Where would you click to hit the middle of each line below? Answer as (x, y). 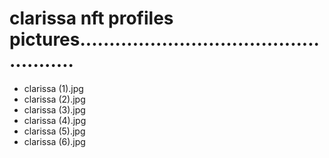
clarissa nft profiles (91, 18)
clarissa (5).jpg (54, 131)
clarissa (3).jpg (54, 109)
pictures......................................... (164, 39)
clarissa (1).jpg (53, 88)
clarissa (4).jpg (55, 120)
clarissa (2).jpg (54, 99)
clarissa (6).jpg (54, 141)
